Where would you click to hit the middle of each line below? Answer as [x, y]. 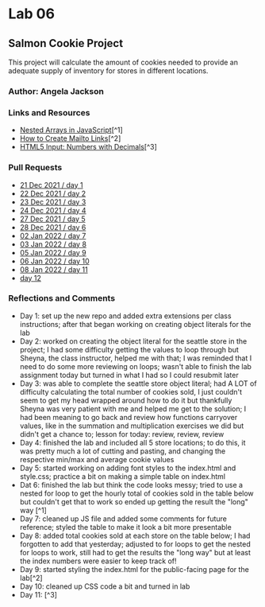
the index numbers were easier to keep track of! [98, 561]
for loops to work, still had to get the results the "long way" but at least [135, 552]
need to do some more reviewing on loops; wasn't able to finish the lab [136, 366]
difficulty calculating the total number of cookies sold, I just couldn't [131, 391]
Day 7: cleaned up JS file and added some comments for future [123, 519]
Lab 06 [32, 14]
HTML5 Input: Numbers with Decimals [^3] [88, 147]
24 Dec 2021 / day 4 [53, 210]
